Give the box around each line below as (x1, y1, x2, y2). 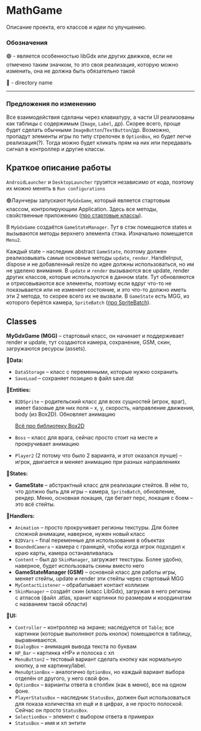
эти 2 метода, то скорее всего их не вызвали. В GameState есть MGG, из (6, 292, 190, 300)
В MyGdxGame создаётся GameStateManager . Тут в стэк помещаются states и (6, 223, 192, 231)
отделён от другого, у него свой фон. (14, 675, 110, 682)
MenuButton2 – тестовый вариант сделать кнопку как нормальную (14, 655, 182, 663)
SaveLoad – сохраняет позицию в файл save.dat (14, 375, 134, 382)
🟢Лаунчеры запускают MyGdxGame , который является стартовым (6, 197, 170, 204)
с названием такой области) (14, 601, 88, 608)
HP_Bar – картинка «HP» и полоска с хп (14, 649, 115, 657)
